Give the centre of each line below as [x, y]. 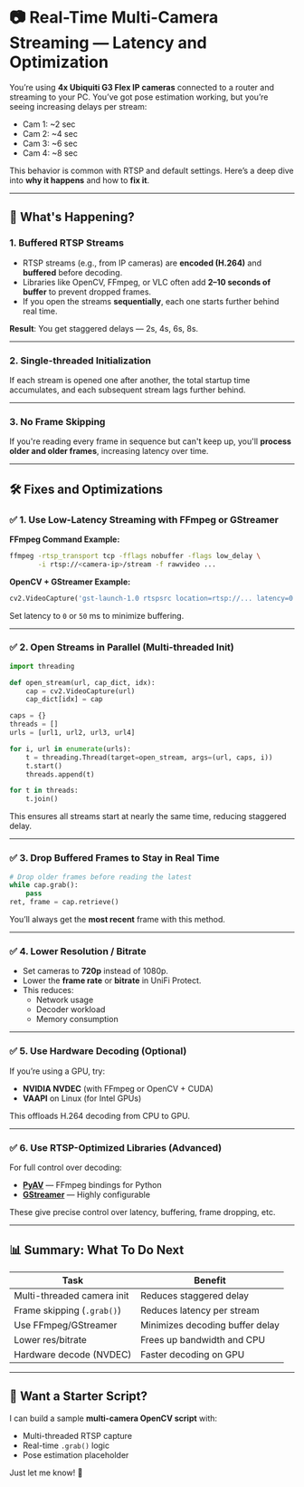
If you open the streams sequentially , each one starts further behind [151, 301]
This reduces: [48, 990]
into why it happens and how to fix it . [80, 180]
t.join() [42, 799]
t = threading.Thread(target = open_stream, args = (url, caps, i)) [149, 758]
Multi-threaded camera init [71, 1295]
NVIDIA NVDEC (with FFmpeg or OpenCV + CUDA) [118, 1088]
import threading [42, 666]
